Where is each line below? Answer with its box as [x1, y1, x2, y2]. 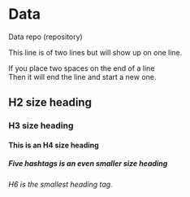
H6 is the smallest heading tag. [8, 179, 113, 189]
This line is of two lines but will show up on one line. [8, 47, 183, 57]
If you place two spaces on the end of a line [8, 63, 155, 73]
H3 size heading [8, 120, 74, 131]
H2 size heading [8, 95, 92, 110]
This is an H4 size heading [8, 140, 99, 150]
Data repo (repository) [8, 32, 83, 42]
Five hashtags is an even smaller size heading [8, 159, 168, 169]
